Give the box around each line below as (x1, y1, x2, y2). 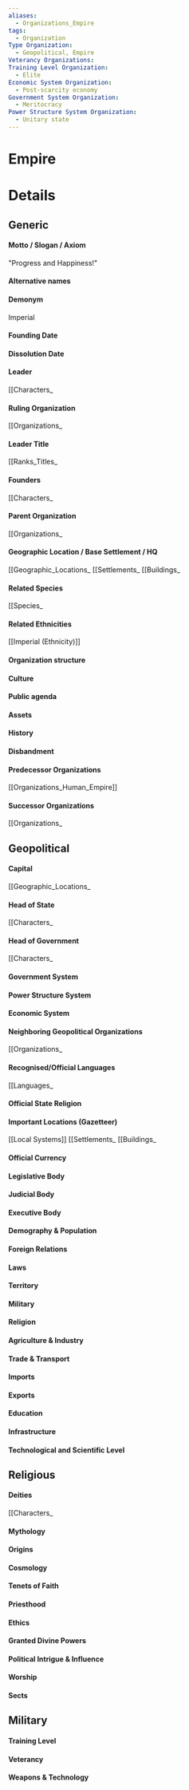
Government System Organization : (8, 93, 120, 101)
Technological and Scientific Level (8, 1445, 125, 1455)
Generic (8, 218, 49, 231)
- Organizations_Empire (15, 19, 94, 27)
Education (8, 1409, 43, 1418)
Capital (8, 863, 33, 874)
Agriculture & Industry (8, 1335, 84, 1345)
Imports (8, 1372, 35, 1381)
